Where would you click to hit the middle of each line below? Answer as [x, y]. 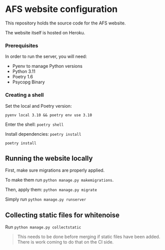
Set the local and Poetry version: [39, 106]
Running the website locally [49, 158]
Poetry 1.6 [23, 77]
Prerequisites [22, 45]
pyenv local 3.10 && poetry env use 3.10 [49, 115]
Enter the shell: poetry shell [34, 124]
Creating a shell [24, 95]
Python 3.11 [24, 71]
